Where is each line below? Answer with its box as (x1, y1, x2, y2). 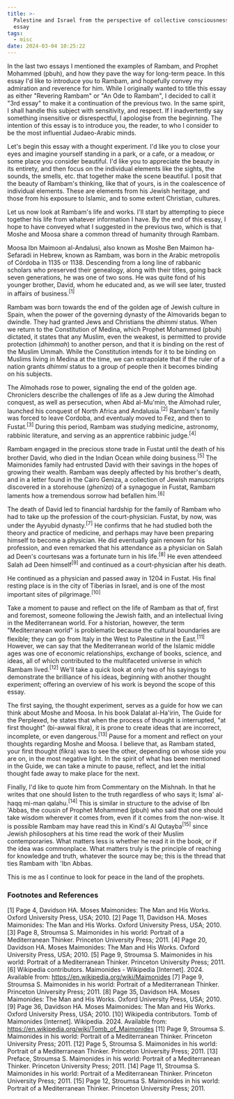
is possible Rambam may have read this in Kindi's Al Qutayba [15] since (7, 821, 208, 830)
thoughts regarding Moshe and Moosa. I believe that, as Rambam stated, (7, 739, 216, 748)
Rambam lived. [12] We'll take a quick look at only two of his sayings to (7, 664, 207, 674)
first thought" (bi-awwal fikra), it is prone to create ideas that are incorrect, (7, 723, 221, 732)
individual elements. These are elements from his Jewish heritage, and (7, 187, 210, 195)
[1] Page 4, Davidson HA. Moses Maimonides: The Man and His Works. (7, 906, 210, 915)
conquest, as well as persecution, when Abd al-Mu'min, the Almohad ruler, (7, 398, 221, 406)
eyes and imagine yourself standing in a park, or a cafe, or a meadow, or (7, 150, 215, 158)
